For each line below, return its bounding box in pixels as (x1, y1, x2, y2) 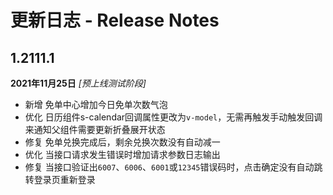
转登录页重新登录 (24, 174, 96, 185)
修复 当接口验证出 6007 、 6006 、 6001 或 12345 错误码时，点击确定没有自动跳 (24, 161, 323, 173)
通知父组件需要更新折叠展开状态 (33, 124, 166, 135)
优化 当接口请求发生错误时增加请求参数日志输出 (24, 149, 221, 160)
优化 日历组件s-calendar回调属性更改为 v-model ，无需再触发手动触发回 (24, 111, 315, 123)
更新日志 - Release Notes (10, 9, 220, 32)
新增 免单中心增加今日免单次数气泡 (24, 99, 168, 110)
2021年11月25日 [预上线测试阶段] (10, 77, 147, 89)
